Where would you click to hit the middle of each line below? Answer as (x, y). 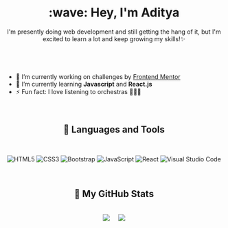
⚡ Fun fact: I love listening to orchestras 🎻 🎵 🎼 (78, 92)
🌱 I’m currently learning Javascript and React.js (84, 84)
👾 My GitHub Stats (114, 194)
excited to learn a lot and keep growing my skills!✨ (114, 38)
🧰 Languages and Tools (114, 129)
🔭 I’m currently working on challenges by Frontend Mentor (98, 77)
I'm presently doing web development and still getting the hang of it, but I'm (114, 32)
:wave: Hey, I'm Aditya (114, 13)
